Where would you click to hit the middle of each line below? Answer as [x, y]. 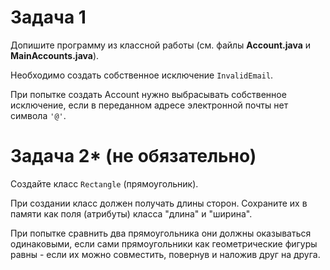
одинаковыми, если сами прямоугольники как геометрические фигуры [164, 243]
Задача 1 [48, 17]
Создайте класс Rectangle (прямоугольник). [104, 183]
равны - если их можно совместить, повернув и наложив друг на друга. [165, 254]
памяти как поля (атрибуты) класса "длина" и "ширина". [131, 213]
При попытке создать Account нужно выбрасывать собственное [148, 94]
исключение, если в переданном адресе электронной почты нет [149, 105]
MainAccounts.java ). [55, 55]
